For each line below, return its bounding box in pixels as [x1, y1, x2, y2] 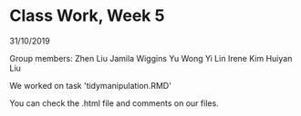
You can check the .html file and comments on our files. [9, 97, 219, 109]
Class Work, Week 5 [9, 5, 165, 26]
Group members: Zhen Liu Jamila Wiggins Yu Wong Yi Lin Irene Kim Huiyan [9, 53, 293, 63]
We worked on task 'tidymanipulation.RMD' [9, 80, 171, 91]
